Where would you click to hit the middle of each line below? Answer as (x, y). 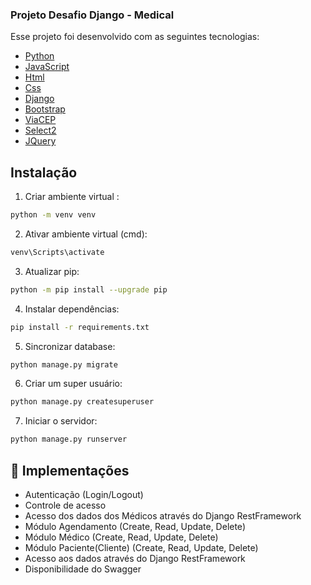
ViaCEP (40, 120)
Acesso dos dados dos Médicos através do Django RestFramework (163, 516)
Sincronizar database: (70, 346)
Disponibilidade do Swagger (83, 569)
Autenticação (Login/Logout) (84, 495)
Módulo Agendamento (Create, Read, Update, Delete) (135, 527)
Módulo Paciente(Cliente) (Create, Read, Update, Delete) (141, 548)
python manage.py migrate (64, 364)
